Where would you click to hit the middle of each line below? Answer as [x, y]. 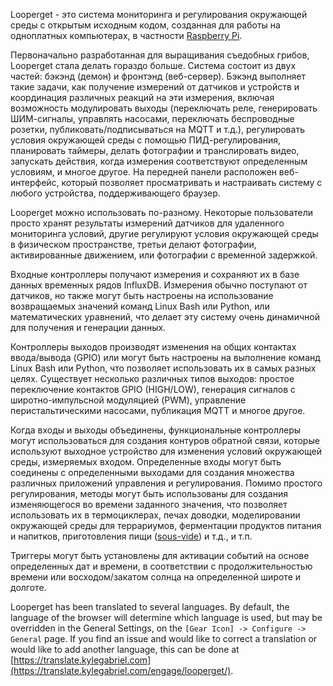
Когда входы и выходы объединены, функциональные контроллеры [156, 430]
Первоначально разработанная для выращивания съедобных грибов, [160, 55]
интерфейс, [35, 182]
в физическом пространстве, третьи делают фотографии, [133, 244]
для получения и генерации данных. [88, 327]
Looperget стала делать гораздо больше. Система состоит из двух [153, 65]
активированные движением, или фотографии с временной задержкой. [164, 255]
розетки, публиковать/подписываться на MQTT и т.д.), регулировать [157, 129]
